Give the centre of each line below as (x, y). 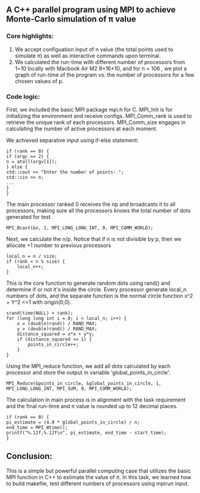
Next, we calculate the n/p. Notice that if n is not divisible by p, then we (94, 239)
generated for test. (29, 217)
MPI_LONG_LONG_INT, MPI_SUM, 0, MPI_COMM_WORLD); (69, 388)
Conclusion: (29, 456)
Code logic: (23, 96)
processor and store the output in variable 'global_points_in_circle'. (88, 372)
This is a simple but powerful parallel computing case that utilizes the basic (99, 471)
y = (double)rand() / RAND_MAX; (57, 328)
